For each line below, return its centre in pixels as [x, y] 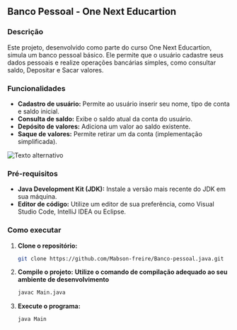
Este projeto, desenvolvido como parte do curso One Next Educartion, [110, 47]
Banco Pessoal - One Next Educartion [92, 12]
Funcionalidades [36, 88]
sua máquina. [37, 197]
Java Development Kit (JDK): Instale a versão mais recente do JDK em [122, 189]
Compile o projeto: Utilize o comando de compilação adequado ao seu [122, 272]
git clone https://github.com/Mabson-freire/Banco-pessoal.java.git [121, 258]
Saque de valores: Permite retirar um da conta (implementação [110, 133]
